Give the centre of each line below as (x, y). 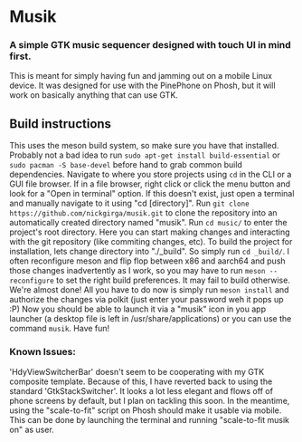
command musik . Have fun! (60, 329)
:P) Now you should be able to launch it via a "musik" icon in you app (138, 309)
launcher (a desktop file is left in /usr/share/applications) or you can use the (151, 319)
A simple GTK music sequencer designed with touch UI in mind (150, 45)
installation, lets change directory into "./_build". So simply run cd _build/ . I (150, 252)
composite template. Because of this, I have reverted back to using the (141, 381)
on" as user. (32, 429)
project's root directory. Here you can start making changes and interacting (150, 232)
